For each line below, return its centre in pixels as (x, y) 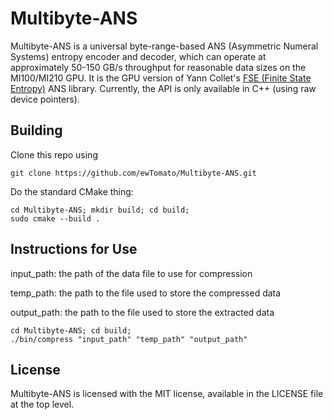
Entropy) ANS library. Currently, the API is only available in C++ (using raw (163, 88)
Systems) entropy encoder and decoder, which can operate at (138, 56)
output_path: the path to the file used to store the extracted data (142, 312)
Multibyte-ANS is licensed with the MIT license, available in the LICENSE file (167, 394)
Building (36, 130)
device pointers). (45, 99)
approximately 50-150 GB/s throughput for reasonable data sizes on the (158, 67)
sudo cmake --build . (55, 218)
